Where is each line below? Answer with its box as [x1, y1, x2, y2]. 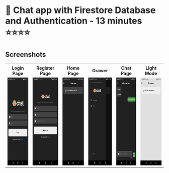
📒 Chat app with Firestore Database [5, 5, 156, 16]
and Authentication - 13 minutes [5, 15, 142, 27]
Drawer [92, 68, 108, 73]
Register [36, 65, 54, 71]
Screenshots [5, 50, 46, 59]
